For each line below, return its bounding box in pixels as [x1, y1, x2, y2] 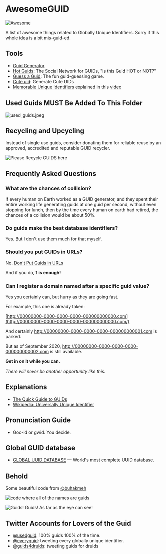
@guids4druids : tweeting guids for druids [12, 543, 99, 549]
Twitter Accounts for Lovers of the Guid [5, 519, 131, 528]
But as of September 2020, [5, 343, 61, 349]
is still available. [50, 348, 83, 354]
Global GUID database [5, 443, 76, 452]
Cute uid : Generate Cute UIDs [12, 78, 74, 84]
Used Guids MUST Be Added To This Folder [5, 99, 143, 107]
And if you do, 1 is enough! [5, 269, 61, 275]
